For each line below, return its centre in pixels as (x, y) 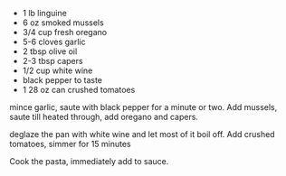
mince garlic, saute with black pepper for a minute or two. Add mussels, (143, 107)
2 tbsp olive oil (50, 51)
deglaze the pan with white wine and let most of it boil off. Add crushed (142, 134)
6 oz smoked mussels (63, 23)
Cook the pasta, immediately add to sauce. (89, 161)
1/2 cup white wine (57, 70)
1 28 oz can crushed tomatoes (79, 90)
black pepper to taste (62, 80)
